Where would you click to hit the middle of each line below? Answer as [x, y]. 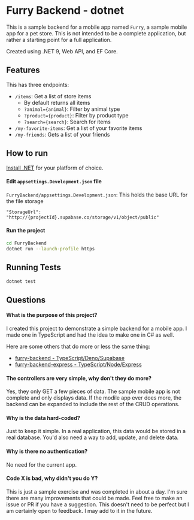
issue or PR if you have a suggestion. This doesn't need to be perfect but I [98, 504]
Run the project [26, 231]
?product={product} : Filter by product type [76, 115]
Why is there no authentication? [47, 451]
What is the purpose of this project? [52, 315]
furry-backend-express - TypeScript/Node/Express [78, 364]
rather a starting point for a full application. [59, 40]
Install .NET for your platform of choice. [55, 168]
